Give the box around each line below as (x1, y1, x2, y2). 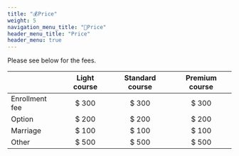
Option (11, 114, 34, 124)
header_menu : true (7, 37, 62, 44)
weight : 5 (7, 17, 37, 24)
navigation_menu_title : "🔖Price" (7, 23, 107, 30)
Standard (124, 73, 156, 83)
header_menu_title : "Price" (7, 30, 91, 38)
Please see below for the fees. (7, 56, 97, 65)
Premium (185, 73, 217, 83)
